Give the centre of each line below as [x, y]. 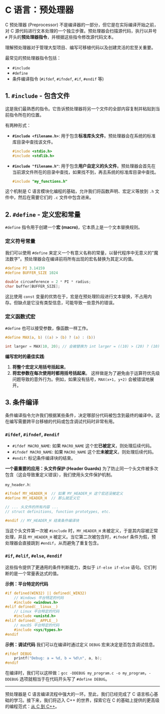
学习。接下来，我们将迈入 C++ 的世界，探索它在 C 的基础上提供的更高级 [86, 700]
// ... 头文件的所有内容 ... [32, 507]
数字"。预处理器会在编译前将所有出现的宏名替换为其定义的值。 [73, 259]
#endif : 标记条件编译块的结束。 [44, 458]
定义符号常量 [20, 241]
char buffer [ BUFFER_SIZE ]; [33, 287]
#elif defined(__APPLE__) [31, 621]
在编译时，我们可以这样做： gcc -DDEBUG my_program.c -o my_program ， [77, 673]
